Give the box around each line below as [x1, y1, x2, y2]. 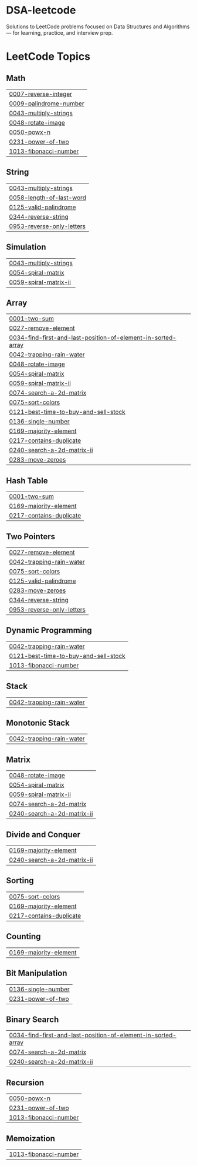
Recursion [6, 1077, 45, 1088]
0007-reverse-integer [9, 89, 72, 98]
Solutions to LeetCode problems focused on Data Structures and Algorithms [6, 23, 190, 30]
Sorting [6, 876, 34, 886]
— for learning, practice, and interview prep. [6, 29, 113, 36]
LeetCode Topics [6, 50, 91, 64]
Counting [6, 931, 41, 941]
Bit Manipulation [6, 968, 67, 978]
